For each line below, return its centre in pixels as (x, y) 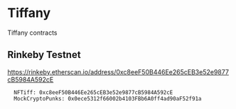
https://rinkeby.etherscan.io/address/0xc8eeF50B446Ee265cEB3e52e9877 (118, 71)
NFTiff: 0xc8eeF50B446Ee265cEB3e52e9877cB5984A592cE (93, 92)
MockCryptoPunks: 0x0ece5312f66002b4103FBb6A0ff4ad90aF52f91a (108, 98)
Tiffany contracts (32, 33)
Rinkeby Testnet (44, 55)
